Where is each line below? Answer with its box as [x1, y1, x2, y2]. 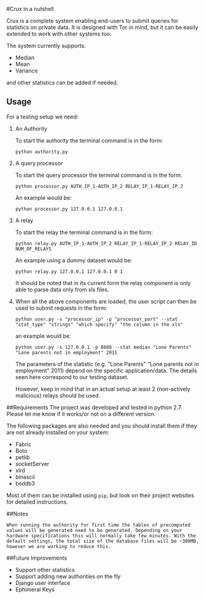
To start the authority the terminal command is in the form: [15, 136, 163, 144]
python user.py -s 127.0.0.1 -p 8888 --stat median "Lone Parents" [15, 344, 191, 350]
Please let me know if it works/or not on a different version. [6, 410, 156, 417]
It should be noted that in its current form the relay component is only [15, 279, 191, 286]
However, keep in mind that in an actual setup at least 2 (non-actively [15, 385, 191, 393]
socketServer [15, 460, 50, 468]
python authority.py [15, 149, 68, 155]
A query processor [15, 159, 63, 166]
